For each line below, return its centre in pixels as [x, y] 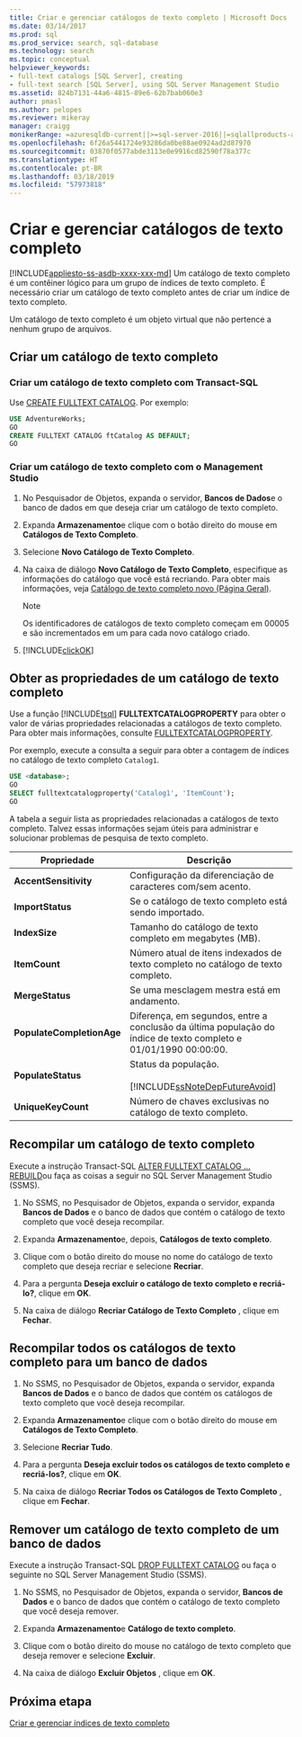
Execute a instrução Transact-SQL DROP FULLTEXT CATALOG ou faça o [143, 1565]
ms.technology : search [52, 51]
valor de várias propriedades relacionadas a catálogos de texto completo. [146, 724]
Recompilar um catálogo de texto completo [132, 1144]
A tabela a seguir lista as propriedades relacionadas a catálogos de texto [144, 818]
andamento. [155, 1001]
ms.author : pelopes [46, 110]
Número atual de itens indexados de [206, 952]
